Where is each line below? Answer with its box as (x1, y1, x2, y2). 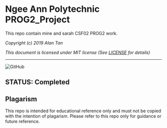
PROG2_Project (5, 14, 71, 25)
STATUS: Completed (5, 78, 70, 86)
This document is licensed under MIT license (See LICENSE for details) (5, 49, 151, 55)
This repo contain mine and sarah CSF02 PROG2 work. (5, 30, 118, 36)
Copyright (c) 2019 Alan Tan (5, 40, 63, 45)
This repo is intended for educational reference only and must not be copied (5, 108, 162, 114)
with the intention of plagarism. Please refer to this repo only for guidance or (5, 113, 162, 119)
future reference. (5, 119, 40, 125)
